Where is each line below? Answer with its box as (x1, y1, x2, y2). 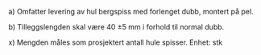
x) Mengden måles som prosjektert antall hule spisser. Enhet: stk (8, 37, 223, 47)
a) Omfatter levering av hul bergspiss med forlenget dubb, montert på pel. (8, 7, 254, 16)
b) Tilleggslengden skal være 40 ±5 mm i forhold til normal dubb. (8, 22, 225, 31)
